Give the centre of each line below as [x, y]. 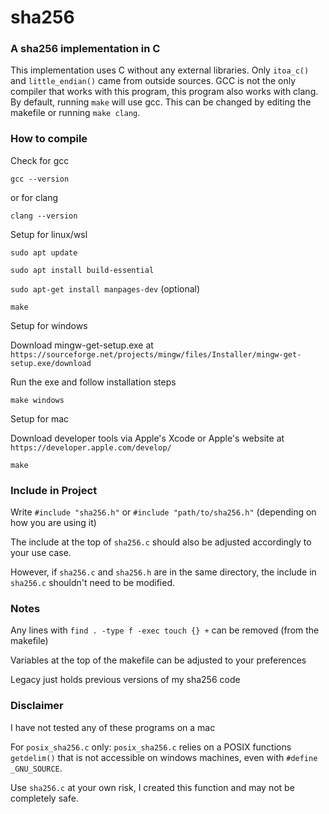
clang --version [44, 216]
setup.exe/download [51, 363]
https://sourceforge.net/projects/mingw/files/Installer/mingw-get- [156, 354]
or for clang [34, 197]
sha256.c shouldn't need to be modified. [93, 583]
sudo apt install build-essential [82, 270]
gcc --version [40, 179]
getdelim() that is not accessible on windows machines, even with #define [164, 757]
